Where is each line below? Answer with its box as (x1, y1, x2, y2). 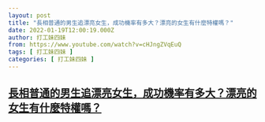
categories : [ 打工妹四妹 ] (8, 56, 95, 64)
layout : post (8, 11, 51, 20)
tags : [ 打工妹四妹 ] (8, 48, 73, 56)
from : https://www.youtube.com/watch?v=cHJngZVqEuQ (8, 41, 181, 49)
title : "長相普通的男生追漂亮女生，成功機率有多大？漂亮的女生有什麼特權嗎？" (8, 19, 234, 27)
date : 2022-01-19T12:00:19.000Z (8, 26, 114, 34)
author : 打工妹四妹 (8, 33, 66, 42)
